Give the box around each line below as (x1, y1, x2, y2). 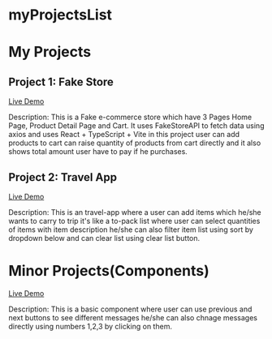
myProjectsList (8, 6, 112, 24)
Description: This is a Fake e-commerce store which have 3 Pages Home (8, 112, 253, 122)
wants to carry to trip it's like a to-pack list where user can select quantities (8, 217, 261, 225)
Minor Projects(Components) (8, 262, 209, 281)
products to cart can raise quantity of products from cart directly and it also (8, 138, 261, 148)
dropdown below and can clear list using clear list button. (8, 234, 201, 242)
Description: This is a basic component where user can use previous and (8, 304, 253, 314)
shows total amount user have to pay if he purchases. (8, 147, 188, 157)
